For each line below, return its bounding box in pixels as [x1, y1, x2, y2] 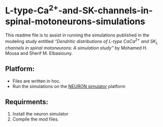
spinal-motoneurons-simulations [5, 15, 146, 27]
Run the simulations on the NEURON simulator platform [12, 83, 126, 89]
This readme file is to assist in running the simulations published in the [5, 32, 150, 38]
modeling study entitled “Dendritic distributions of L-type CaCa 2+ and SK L [5, 37, 159, 45]
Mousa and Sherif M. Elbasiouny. [5, 50, 73, 56]
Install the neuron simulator [12, 111, 69, 117]
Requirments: [5, 97, 48, 106]
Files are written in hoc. [12, 78, 61, 84]
